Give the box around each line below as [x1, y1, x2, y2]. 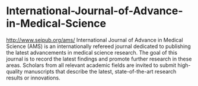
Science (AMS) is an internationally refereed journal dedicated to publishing [6, 43, 191, 50]
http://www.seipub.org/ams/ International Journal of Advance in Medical [6, 36, 183, 43]
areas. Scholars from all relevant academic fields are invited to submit [6, 61, 177, 69]
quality [6, 68, 23, 75]
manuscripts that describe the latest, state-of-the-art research [24, 68, 177, 75]
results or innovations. [6, 74, 60, 81]
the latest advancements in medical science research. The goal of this [6, 49, 178, 56]
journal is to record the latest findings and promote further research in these [6, 55, 192, 62]
